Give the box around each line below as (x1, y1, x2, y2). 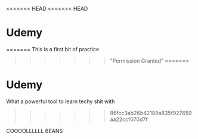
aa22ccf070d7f (110, 116, 148, 123)
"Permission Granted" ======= (110, 57, 190, 64)
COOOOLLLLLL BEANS (6, 127, 63, 134)
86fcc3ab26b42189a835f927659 (110, 109, 192, 116)
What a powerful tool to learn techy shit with (6, 98, 115, 105)
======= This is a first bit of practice (6, 45, 100, 52)
